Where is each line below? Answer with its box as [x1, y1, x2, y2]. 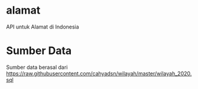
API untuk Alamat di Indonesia [6, 23, 79, 30]
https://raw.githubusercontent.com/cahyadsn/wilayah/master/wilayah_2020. [6, 69, 192, 77]
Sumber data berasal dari [6, 63, 68, 71]
